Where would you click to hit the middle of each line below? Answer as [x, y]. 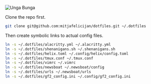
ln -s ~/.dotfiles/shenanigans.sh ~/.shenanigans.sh [60, 49]
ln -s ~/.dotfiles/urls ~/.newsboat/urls [48, 72]
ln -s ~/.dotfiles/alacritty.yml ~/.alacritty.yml [58, 44]
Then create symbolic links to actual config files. [54, 35]
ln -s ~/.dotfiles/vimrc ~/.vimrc [41, 63]
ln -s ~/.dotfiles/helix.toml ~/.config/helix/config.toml [67, 54]
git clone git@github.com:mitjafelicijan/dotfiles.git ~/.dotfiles [76, 26]
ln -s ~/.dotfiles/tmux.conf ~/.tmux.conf [49, 58]
